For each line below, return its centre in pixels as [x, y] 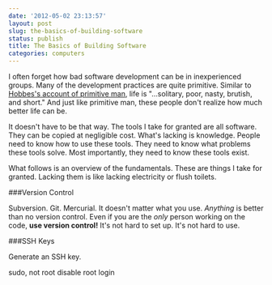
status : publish [36, 38]
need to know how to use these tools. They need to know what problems [130, 144]
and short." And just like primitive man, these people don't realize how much [136, 102]
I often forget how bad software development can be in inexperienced [125, 77]
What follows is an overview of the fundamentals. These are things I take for [136, 168]
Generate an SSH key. [45, 257]
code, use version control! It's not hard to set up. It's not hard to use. [124, 225]
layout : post [30, 23]
